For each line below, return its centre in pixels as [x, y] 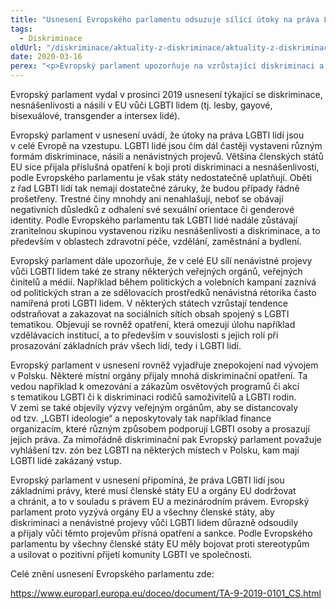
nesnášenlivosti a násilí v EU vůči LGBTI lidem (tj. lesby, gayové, [141, 105]
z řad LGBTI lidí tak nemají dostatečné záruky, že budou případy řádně [155, 188]
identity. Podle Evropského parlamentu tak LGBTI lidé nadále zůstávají [154, 220]
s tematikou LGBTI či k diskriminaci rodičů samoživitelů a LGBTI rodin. [153, 397]
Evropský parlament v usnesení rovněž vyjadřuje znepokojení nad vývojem [164, 365]
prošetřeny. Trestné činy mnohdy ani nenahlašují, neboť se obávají [147, 199]
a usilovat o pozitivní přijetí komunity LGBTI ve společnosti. [131, 554]
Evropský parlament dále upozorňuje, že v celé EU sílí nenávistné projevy [161, 260]
